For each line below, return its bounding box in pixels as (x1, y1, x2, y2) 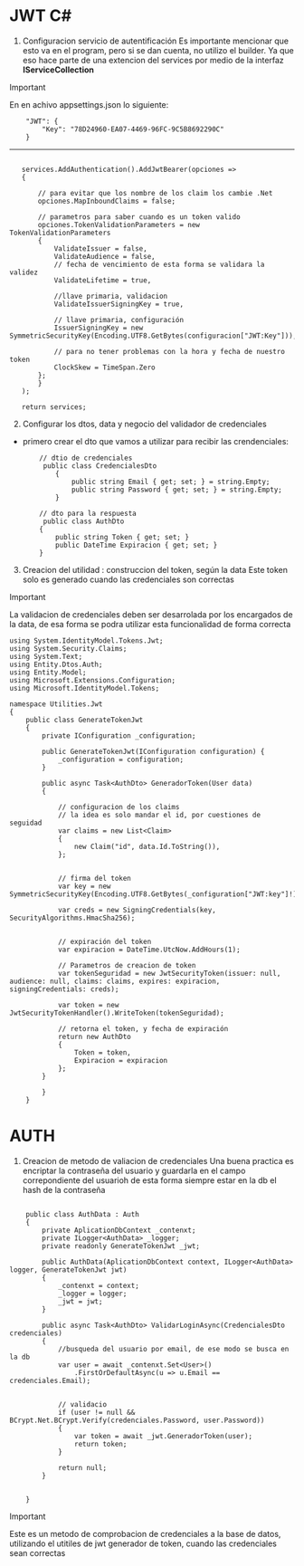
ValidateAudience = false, (53, 252, 156, 261)
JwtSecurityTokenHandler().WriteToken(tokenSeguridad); (9, 1008, 224, 1017)
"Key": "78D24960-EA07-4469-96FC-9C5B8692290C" (42, 124, 224, 134)
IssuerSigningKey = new (53, 323, 144, 332)
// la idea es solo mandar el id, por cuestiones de (57, 810, 261, 819)
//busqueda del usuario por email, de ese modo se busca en (57, 1344, 290, 1353)
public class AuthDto (43, 517, 125, 526)
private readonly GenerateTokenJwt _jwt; (42, 1241, 201, 1250)
